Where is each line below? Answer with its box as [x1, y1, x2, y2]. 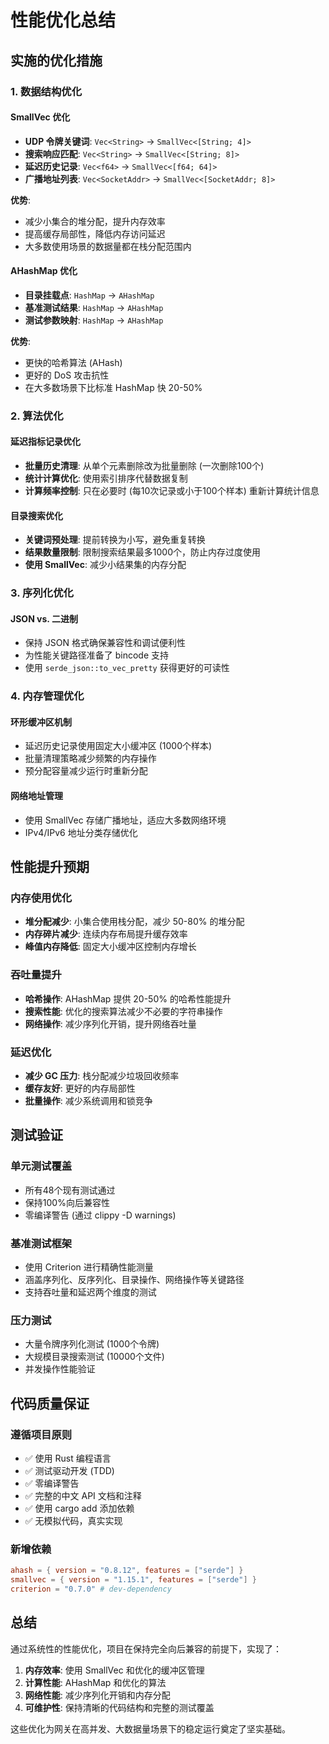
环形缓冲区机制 [10, 716, 72, 728]
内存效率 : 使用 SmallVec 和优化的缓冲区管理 [24, 1664, 205, 1676]
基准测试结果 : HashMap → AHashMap [24, 301, 164, 313]
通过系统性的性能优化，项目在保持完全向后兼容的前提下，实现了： [10, 1642, 282, 1655]
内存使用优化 [10, 891, 73, 905]
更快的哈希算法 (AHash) [24, 356, 123, 368]
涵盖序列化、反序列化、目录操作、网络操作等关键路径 [24, 1273, 245, 1285]
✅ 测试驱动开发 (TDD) [24, 1464, 115, 1476]
